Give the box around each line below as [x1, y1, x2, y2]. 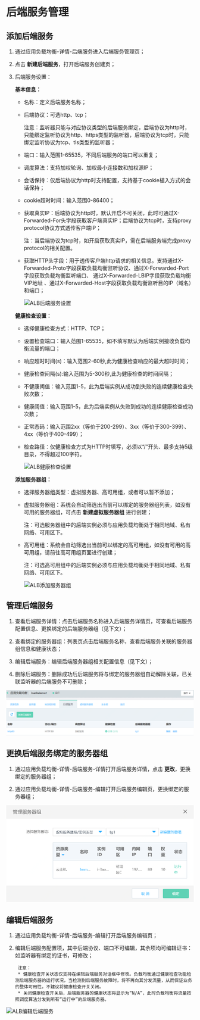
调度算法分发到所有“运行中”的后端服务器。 [19, 997, 109, 1003]
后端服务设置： [14, 73, 52, 80]
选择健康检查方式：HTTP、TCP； [23, 325, 106, 332]
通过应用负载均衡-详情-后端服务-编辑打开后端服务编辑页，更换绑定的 [14, 785, 185, 793]
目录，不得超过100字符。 [23, 451, 85, 457]
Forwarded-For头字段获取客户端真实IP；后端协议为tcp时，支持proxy [23, 217, 192, 224]
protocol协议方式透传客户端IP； [23, 224, 101, 231]
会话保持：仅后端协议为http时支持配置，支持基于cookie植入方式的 [23, 177, 186, 183]
